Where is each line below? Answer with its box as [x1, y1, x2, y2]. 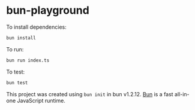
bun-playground [6, 4, 90, 17]
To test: [6, 68, 25, 75]
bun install [6, 35, 36, 41]
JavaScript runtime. [17, 97, 66, 104]
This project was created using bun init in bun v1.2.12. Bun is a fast [6, 90, 173, 97]
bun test [6, 80, 28, 85]
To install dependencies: [6, 23, 67, 30]
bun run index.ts [6, 57, 50, 63]
